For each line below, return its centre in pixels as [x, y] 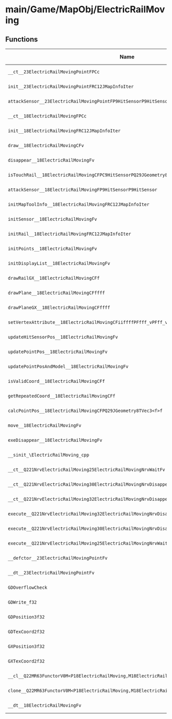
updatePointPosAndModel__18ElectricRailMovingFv [68, 367]
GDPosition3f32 [26, 617]
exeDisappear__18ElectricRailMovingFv [55, 440]
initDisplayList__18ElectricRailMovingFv [59, 263]
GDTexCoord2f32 [26, 632]
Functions [22, 39]
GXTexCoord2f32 [26, 661]
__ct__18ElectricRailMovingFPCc [47, 116]
